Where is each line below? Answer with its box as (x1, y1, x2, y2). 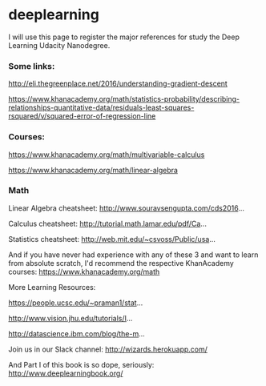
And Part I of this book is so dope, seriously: (8, 360, 155, 369)
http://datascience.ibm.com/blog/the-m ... (8, 328, 146, 338)
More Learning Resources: (8, 282, 96, 292)
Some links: (8, 60, 55, 71)
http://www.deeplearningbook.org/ (8, 368, 123, 378)
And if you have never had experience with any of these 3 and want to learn (8, 250, 259, 259)
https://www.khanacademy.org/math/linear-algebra (8, 165, 179, 175)
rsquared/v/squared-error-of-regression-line (8, 111, 156, 121)
